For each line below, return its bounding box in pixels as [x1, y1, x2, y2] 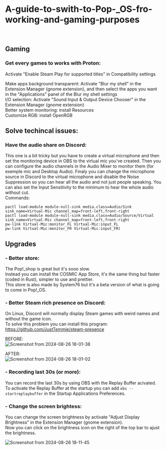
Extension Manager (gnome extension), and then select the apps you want [5, 86, 158, 92]
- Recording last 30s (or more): [5, 369, 81, 376]
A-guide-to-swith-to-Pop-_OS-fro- [5, 3, 153, 15]
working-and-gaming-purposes [5, 14, 140, 25]
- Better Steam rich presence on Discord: [5, 299, 106, 306]
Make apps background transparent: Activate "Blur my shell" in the [5, 80, 142, 86]
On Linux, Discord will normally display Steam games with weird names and [5, 311, 160, 317]
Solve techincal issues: [5, 127, 78, 135]
